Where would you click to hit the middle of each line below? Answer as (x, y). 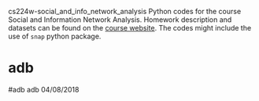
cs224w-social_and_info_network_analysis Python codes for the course (125, 11)
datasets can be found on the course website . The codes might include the (130, 28)
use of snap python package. (55, 36)
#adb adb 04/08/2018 (44, 89)
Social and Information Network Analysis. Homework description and (120, 20)
